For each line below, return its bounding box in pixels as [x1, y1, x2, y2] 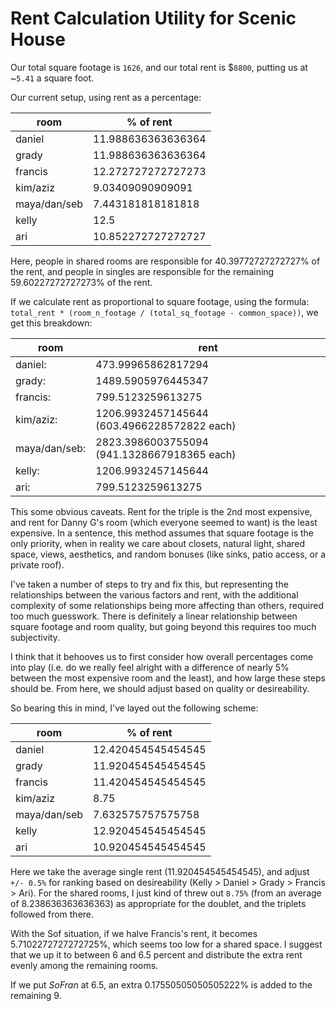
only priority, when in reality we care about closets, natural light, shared [10, 537, 306, 549]
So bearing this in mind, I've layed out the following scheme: [10, 702, 259, 714]
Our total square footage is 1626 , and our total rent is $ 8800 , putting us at [10, 61, 308, 73]
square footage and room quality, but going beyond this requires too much [10, 620, 317, 632]
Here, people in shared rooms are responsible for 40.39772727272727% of [10, 255, 321, 267]
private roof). [10, 558, 65, 571]
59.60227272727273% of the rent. [10, 276, 153, 288]
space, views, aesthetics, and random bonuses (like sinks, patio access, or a [10, 548, 327, 560]
